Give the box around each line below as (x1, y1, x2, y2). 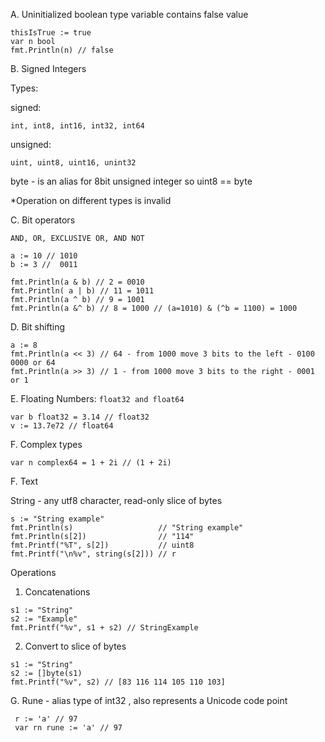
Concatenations (24, 586, 91, 598)
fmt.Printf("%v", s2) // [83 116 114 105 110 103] (10, 677, 226, 687)
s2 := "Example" (10, 614, 78, 624)
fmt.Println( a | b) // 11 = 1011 (10, 286, 155, 296)
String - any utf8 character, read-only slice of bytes (10, 495, 223, 506)
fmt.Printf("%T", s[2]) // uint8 (10, 540, 195, 550)
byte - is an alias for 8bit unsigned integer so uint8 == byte (10, 175, 253, 187)
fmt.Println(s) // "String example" (10, 523, 244, 533)
